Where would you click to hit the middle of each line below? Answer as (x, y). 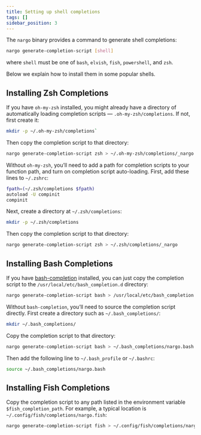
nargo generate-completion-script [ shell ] (60, 51)
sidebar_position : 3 (32, 23)
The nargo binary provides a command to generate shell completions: (92, 40)
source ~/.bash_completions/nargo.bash (56, 369)
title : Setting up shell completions (53, 12)
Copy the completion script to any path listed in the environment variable (96, 402)
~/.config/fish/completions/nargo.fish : (57, 415)
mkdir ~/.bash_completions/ (41, 324)
